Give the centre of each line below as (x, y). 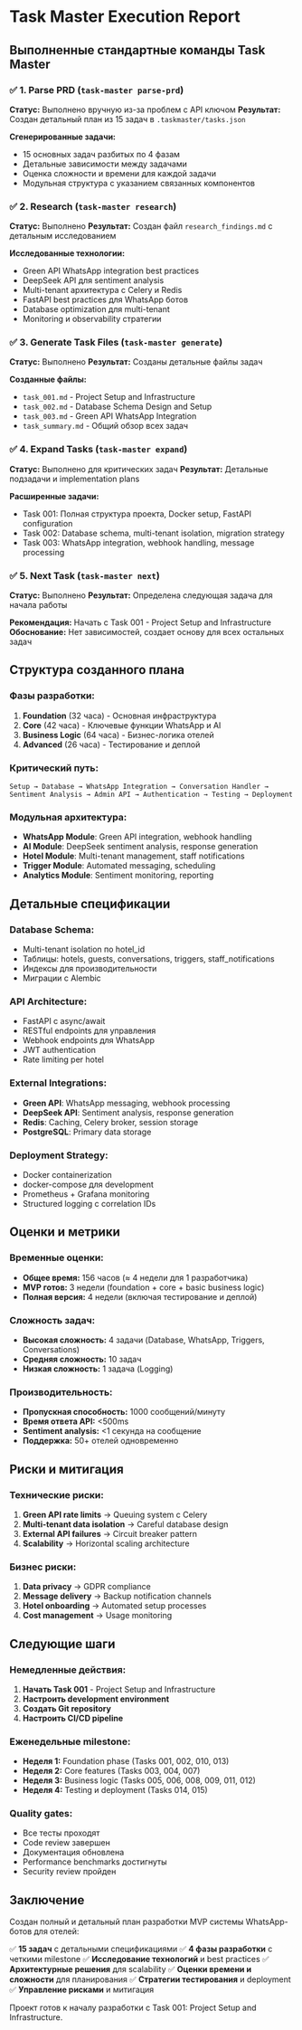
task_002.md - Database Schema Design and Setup (117, 407)
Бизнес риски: (43, 1567)
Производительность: (61, 1392)
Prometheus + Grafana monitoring (86, 1194)
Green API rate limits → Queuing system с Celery (115, 1514)
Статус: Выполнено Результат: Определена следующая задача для (141, 595)
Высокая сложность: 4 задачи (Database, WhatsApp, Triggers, (143, 1340)
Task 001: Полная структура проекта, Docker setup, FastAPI (137, 514)
